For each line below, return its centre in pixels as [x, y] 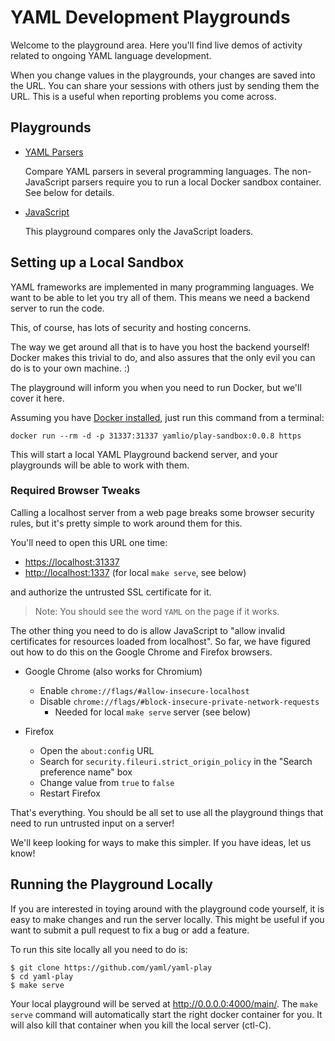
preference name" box [86, 772]
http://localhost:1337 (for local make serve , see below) [135, 572]
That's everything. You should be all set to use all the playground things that [167, 812]
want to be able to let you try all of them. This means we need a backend [160, 297]
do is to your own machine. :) [70, 368]
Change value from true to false [107, 782]
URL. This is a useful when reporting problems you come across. [143, 96]
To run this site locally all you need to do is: [99, 949]
